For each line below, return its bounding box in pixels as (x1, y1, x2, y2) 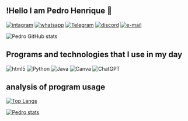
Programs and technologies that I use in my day (6, 50, 183, 60)
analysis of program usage (6, 82, 106, 92)
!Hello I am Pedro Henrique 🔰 (6, 6, 112, 16)
